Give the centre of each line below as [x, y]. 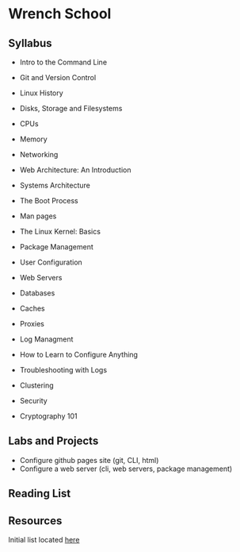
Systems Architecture [55, 185]
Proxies [32, 324]
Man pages [38, 216]
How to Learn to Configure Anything [79, 355]
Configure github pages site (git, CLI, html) [89, 460]
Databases [37, 293]
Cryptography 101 [48, 416]
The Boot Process [49, 201]
